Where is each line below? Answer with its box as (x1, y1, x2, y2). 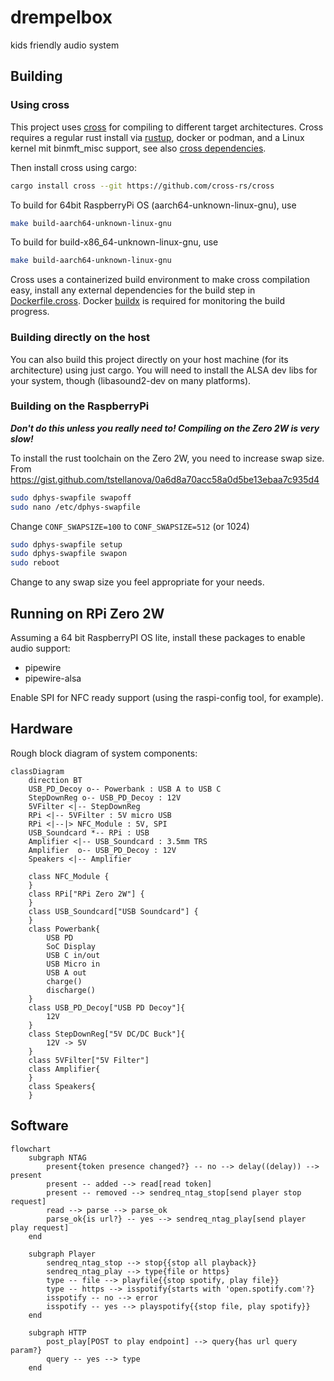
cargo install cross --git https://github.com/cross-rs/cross (10, 181, 275, 191)
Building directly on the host (10, 331, 151, 345)
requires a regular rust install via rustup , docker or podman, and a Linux (10, 131, 305, 143)
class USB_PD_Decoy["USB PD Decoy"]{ (28, 1002, 186, 1013)
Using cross (10, 98, 70, 112)
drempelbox (10, 6, 113, 29)
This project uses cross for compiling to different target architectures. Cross (10, 121, 324, 133)
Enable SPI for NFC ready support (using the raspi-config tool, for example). (10, 692, 324, 704)
